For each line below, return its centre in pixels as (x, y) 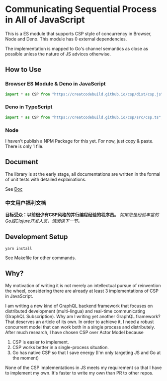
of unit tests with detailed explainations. (46, 179)
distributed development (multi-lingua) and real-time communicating (75, 311)
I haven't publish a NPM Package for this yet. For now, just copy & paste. (80, 141)
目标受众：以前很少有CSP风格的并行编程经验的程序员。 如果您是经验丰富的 (82, 215)
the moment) (25, 358)
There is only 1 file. (24, 146)
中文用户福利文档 (26, 203)
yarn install (19, 248)
